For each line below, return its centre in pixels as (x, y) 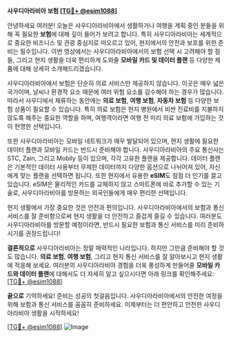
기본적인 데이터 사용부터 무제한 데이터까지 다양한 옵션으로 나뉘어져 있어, (111, 167)
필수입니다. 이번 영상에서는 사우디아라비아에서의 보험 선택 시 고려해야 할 (117, 51)
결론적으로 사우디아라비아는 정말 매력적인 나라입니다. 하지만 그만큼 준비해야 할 (112, 248)
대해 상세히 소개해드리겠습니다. (61, 69)
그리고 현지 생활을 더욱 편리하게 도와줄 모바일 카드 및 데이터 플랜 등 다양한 (115, 60)
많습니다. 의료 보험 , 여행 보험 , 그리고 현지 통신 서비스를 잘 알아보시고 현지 (112, 257)
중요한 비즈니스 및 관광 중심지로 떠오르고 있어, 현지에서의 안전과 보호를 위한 (115, 43)
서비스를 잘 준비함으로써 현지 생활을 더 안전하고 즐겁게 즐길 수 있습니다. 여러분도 (115, 216)
